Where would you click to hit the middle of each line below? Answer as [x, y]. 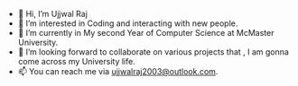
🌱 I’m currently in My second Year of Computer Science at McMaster [146, 33]
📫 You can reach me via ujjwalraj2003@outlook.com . [118, 71]
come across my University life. [76, 61]
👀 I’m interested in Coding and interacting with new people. [128, 23]
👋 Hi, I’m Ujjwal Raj [53, 14]
